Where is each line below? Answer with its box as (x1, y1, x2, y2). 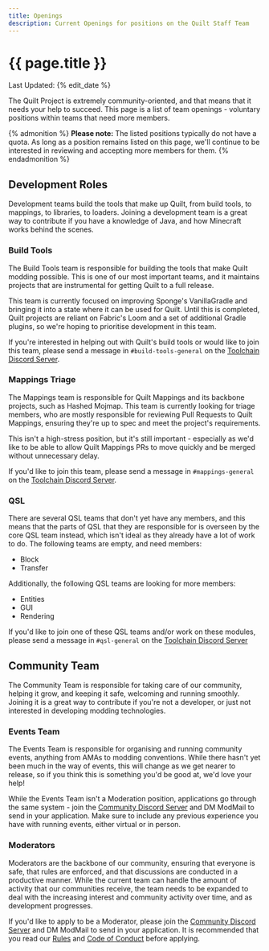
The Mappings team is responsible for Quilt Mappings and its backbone (8, 392, 245, 402)
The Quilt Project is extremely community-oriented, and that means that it (8, 96, 251, 105)
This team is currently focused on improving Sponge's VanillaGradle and (8, 295, 247, 306)
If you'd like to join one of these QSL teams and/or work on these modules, (8, 627, 256, 636)
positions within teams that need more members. (8, 113, 170, 123)
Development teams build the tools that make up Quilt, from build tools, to (8, 199, 252, 209)
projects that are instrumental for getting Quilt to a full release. (8, 280, 214, 290)
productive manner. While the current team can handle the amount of (8, 875, 237, 885)
